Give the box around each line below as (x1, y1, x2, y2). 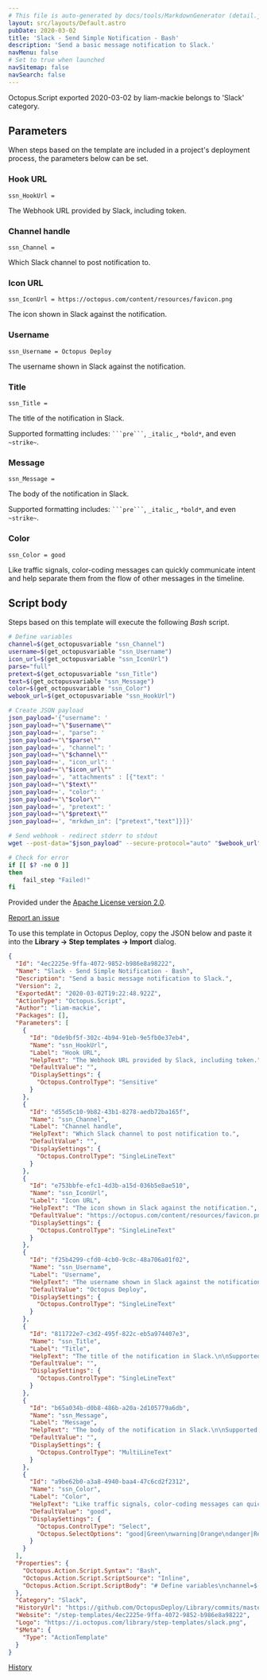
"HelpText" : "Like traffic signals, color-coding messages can (29, 1500, 244, 1509)
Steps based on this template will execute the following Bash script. (8, 618, 230, 627)
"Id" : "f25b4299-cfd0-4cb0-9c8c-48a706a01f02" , (29, 1256, 191, 1264)
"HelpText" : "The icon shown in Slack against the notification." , (29, 1204, 258, 1213)
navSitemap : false (8, 64, 69, 72)
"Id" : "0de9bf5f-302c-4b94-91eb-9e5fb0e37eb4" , (29, 1033, 191, 1041)
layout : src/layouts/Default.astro (8, 19, 126, 27)
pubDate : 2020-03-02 (8, 26, 77, 34)
